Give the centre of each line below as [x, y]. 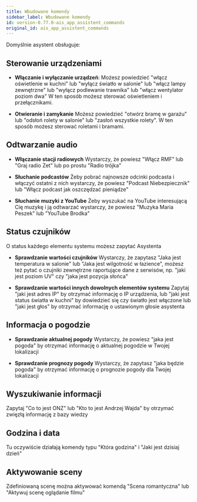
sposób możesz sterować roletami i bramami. [70, 127]
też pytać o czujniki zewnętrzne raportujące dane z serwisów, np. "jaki [100, 270]
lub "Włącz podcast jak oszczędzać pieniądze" [71, 189]
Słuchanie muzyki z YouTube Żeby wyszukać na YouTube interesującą [101, 200]
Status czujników [38, 232]
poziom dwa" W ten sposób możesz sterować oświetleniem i [88, 96]
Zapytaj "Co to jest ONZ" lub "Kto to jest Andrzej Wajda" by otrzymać [90, 408]
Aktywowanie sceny [44, 472]
